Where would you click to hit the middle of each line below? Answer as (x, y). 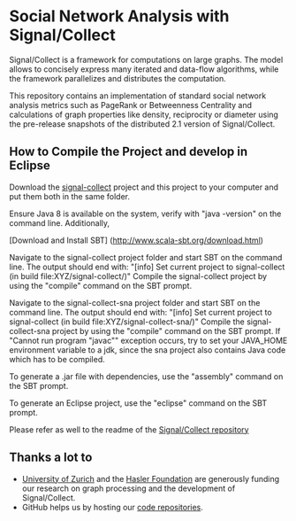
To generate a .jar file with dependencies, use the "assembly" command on (146, 376)
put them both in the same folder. (70, 196)
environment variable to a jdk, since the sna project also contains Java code (148, 350)
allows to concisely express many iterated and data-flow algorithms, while (144, 69)
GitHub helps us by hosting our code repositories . (112, 507)
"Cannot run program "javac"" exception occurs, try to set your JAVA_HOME (148, 340)
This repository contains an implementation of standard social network (138, 96)
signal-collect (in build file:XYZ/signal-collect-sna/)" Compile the (127, 322)
